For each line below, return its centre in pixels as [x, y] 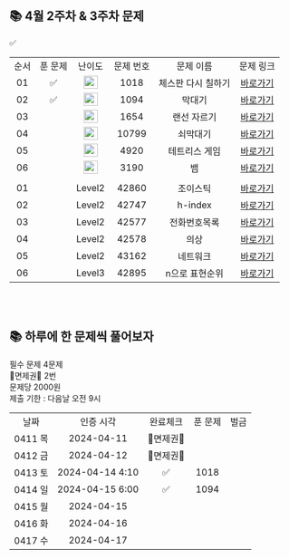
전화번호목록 [194, 222]
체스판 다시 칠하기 [194, 82]
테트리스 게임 [194, 150]
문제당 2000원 [35, 387]
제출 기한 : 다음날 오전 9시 [55, 398]
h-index [194, 205]
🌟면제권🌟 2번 [33, 375]
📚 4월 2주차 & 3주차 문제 [77, 16]
